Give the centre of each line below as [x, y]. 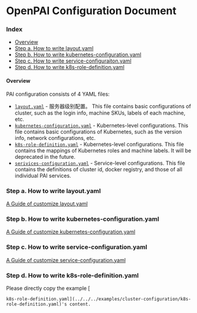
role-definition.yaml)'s [37, 304]
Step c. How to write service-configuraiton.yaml [73, 61]
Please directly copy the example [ [48, 288]
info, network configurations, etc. [55, 138]
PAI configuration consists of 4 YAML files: [58, 94]
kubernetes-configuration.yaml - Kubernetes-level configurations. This [101, 125]
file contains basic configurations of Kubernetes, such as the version [98, 132]
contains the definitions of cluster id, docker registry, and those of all [98, 169]
